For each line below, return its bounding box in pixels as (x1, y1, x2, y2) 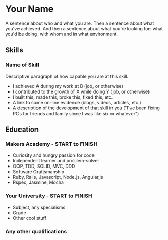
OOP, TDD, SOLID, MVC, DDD (12, 163, 76, 170)
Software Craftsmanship (12, 169, 65, 175)
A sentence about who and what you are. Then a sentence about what (5, 20, 154, 26)
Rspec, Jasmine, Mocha (12, 179, 64, 186)
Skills (5, 46, 23, 54)
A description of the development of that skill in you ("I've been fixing (12, 105, 160, 111)
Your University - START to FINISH (5, 192, 92, 199)
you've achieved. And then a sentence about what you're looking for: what (5, 25, 163, 31)
